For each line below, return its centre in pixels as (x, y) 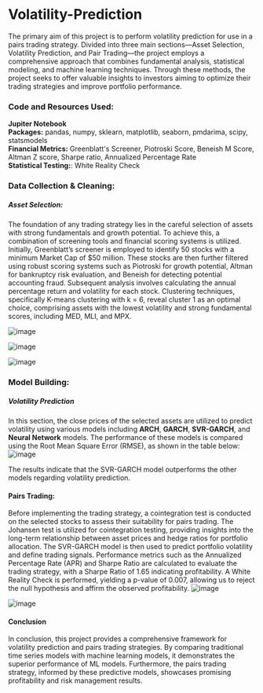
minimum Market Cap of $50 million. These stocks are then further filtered (128, 258)
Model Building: (39, 383)
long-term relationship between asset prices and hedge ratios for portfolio (128, 538)
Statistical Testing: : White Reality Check (74, 166)
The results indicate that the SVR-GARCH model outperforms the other (122, 470)
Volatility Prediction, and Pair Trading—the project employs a (106, 53)
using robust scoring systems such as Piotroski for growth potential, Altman (131, 266)
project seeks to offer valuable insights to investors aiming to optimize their (130, 78)
